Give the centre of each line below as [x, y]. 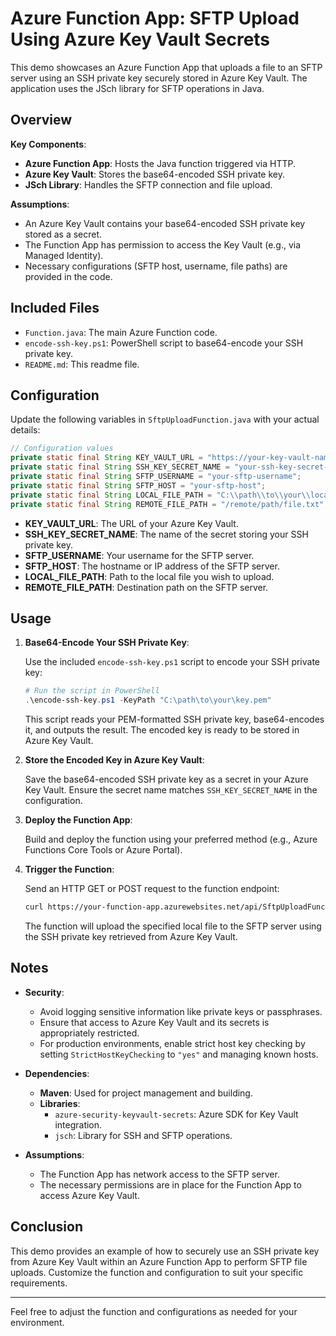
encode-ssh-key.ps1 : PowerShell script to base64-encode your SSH [164, 343]
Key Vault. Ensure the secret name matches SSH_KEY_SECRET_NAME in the [171, 790]
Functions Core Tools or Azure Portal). [103, 850]
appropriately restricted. [89, 1033]
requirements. [39, 1283]
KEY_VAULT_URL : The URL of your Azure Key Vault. [131, 523]
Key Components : [48, 144]
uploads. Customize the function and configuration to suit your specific [157, 1272]
